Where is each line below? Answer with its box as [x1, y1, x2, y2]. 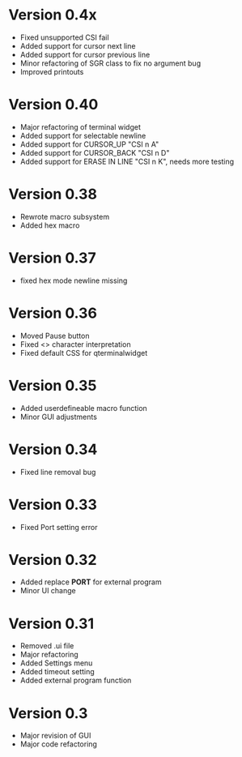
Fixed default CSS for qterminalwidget [19, 348, 148, 357]
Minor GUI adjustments [19, 412, 97, 421]
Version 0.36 [8, 304, 97, 322]
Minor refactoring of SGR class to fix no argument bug [19, 58, 201, 68]
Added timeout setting [19, 667, 95, 677]
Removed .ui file [19, 641, 74, 651]
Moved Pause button [19, 331, 90, 340]
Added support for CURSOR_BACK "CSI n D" [19, 148, 170, 157]
